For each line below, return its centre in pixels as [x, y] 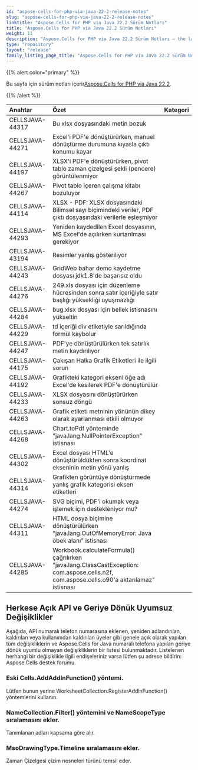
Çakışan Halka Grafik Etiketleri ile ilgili [104, 360]
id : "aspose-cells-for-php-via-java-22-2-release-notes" [77, 12]
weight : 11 [19, 34]
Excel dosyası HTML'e [83, 452]
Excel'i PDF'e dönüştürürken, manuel [104, 136]
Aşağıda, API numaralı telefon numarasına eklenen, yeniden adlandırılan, [94, 631]
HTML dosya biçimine [83, 518]
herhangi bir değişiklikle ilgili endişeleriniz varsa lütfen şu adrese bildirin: [94, 657]
